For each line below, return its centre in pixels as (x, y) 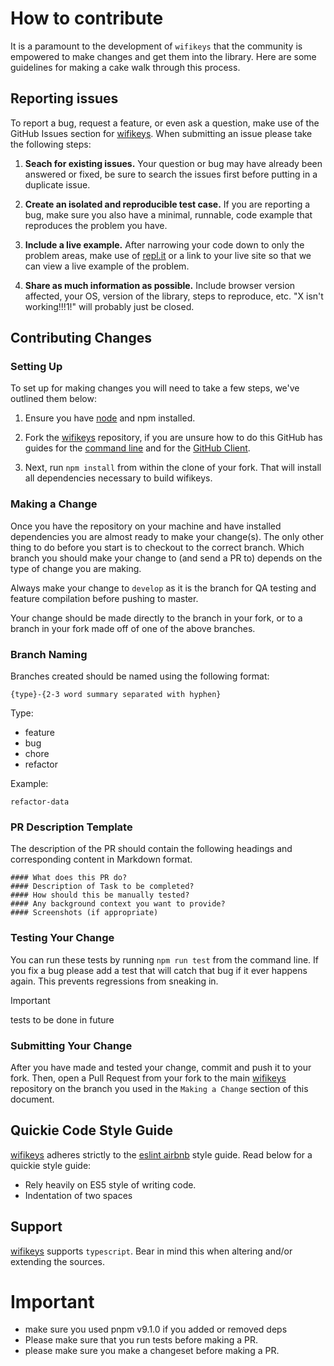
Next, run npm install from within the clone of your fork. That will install (173, 468)
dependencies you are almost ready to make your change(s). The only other (167, 536)
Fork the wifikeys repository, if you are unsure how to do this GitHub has (173, 438)
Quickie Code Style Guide (91, 1130)
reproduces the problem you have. (96, 225)
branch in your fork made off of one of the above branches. (133, 628)
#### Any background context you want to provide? (118, 904)
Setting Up (36, 367)
